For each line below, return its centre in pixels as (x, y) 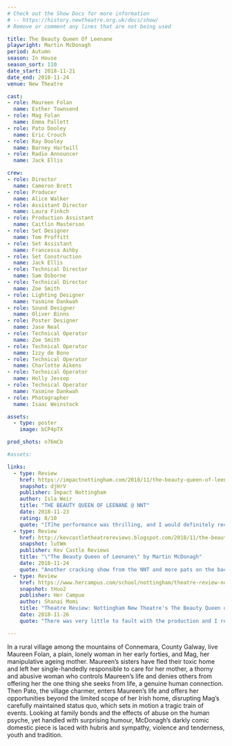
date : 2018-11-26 (45, 615)
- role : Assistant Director (48, 205)
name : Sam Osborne (40, 276)
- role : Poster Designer (43, 321)
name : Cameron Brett (43, 186)
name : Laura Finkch (41, 211)
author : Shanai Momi (49, 602)
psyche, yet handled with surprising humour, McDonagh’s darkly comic (108, 720)
